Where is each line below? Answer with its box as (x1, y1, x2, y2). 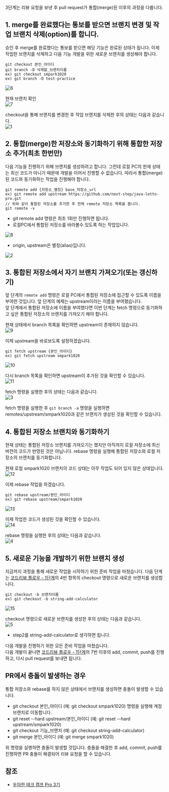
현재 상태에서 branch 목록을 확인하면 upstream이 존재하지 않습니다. (5, 322, 139, 328)
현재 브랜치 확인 (5, 95, 37, 101)
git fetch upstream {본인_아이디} (5, 349, 73, 354)
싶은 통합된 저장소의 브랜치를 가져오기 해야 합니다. (10, 311, 109, 317)
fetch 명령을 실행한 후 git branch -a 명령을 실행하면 (5, 405, 110, 411)
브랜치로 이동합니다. (12, 709, 52, 715)
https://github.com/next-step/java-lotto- (68, 191, 159, 196)
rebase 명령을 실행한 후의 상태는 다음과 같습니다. (5, 532, 102, 538)
